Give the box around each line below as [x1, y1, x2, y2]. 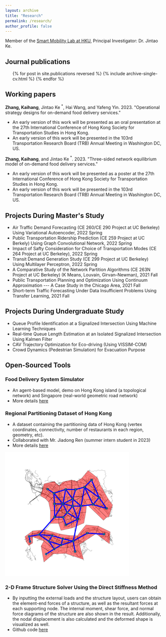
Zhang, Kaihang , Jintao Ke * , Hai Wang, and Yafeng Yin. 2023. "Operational [5, 103, 160, 110]
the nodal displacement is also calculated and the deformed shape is [12, 616, 153, 622]
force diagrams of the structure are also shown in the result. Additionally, [12, 611, 162, 617]
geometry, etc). [12, 431, 44, 438]
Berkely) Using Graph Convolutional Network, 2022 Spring [12, 240, 132, 246]
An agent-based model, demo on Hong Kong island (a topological [12, 387, 146, 393]
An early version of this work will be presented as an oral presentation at [12, 119, 161, 125]
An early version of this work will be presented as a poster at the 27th [12, 171, 155, 177]
